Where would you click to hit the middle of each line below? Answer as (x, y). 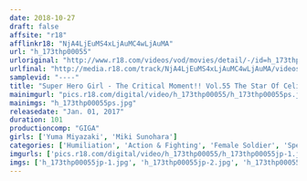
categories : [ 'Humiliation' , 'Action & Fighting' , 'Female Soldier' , (145, 145)
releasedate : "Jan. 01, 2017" (67, 112)
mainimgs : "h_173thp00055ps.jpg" (73, 103)
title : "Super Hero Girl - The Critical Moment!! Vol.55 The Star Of (145, 86)
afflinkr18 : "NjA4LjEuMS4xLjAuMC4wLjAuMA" (91, 43)
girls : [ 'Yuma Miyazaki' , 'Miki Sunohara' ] (94, 137)
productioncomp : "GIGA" (55, 129)
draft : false (34, 27)
